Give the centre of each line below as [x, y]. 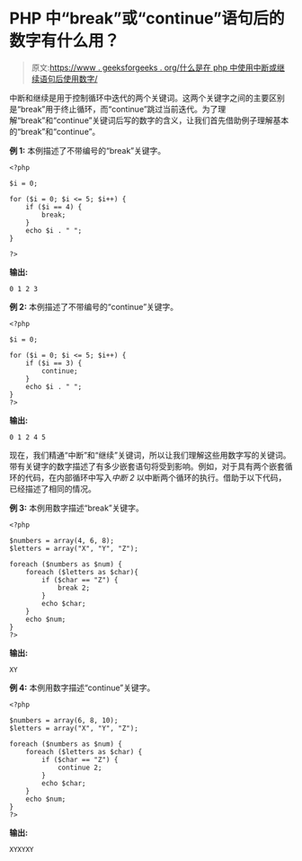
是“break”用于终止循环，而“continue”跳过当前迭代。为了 [114, 109]
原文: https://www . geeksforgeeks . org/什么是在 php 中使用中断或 [154, 67]
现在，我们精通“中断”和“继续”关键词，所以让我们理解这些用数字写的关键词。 [150, 455]
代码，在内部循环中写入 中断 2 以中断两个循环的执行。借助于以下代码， [155, 477]
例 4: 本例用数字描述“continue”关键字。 [82, 688]
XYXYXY [22, 849]
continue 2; [80, 768]
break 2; [74, 588]
